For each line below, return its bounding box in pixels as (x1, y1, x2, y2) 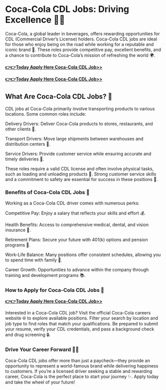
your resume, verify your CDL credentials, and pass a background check (5, 326, 155, 332)
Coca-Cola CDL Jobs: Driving (5, 3, 130, 15)
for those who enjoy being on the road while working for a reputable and (5, 41, 154, 47)
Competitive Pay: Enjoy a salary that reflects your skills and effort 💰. (5, 210, 146, 216)
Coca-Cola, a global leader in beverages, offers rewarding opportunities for (5, 30, 160, 36)
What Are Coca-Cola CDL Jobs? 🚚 (5, 92, 113, 101)
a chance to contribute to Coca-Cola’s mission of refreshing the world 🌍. (5, 52, 156, 58)
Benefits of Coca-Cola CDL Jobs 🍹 (5, 188, 90, 195)
